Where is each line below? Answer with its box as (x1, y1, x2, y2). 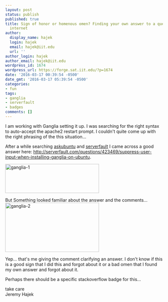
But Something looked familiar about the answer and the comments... (5, 197, 147, 203)
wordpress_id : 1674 (5, 63, 46, 68)
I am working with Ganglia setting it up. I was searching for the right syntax (5, 123, 159, 129)
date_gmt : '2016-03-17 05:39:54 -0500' (5, 77, 88, 82)
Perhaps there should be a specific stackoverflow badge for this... (5, 276, 141, 282)
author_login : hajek (5, 53, 48, 59)
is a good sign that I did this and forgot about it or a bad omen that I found (5, 261, 157, 267)
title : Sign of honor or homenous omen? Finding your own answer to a (5, 21, 155, 26)
